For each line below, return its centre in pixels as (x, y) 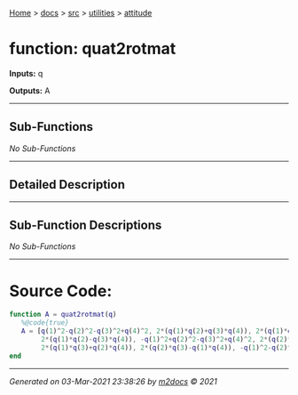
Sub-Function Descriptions (86, 225)
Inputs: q (26, 73)
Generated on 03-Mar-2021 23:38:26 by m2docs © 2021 (113, 381)
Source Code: (61, 290)
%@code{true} (45, 323)
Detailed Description (67, 185)
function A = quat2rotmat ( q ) (63, 315)
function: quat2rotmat (93, 49)
